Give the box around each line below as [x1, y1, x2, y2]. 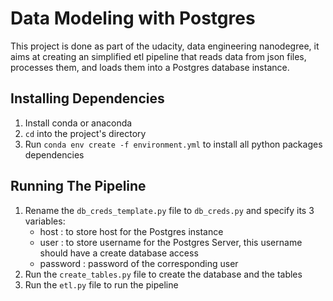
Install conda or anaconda [24, 117, 133, 129]
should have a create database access [39, 247, 199, 259]
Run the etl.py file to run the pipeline [24, 278, 179, 291]
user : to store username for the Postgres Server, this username [39, 236, 303, 248]
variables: [24, 215, 66, 227]
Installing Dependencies [10, 90, 165, 107]
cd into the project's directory [24, 127, 147, 139]
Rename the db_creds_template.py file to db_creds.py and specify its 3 [24, 204, 315, 216]
